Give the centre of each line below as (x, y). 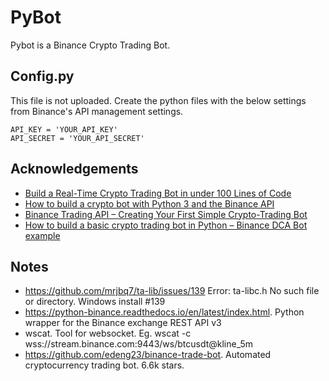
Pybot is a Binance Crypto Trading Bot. (90, 45)
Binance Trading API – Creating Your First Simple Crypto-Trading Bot (166, 214)
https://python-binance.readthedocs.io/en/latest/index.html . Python (164, 312)
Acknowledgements (74, 169)
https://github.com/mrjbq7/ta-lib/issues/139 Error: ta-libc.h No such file (172, 291)
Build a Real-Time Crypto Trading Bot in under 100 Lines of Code (158, 193)
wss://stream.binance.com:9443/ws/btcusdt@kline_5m (139, 344)
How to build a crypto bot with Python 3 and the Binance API (149, 203)
